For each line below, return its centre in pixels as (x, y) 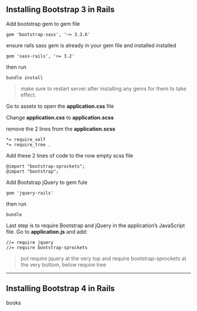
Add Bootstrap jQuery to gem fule (47, 182)
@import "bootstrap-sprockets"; (45, 166)
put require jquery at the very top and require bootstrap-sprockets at (103, 258)
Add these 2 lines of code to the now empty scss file (70, 155)
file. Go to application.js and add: (47, 231)
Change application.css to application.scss (60, 117)
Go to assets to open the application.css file (60, 106)
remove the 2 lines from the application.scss (61, 129)
